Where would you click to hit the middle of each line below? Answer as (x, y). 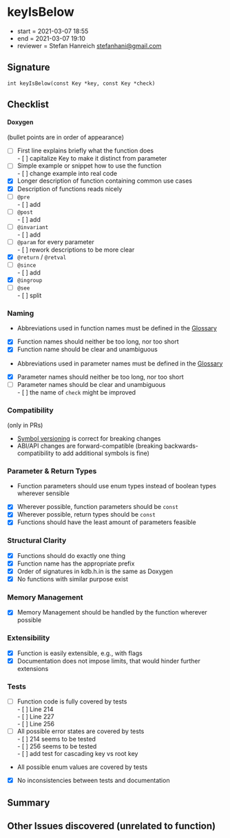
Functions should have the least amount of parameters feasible (106, 522)
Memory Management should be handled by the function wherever (112, 612)
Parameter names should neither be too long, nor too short (100, 377)
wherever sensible (43, 493)
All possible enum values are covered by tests (82, 767)
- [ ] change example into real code (67, 174)
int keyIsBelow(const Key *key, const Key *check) (81, 83)
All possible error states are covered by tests (81, 731)
